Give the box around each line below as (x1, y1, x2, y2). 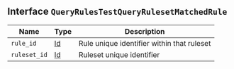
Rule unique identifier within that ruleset (78, 38, 211, 48)
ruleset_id (11, 51, 48, 58)
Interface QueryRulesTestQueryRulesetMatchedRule (7, 6, 228, 18)
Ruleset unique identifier (78, 49, 160, 59)
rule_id (11, 39, 37, 47)
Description (124, 26, 165, 36)
